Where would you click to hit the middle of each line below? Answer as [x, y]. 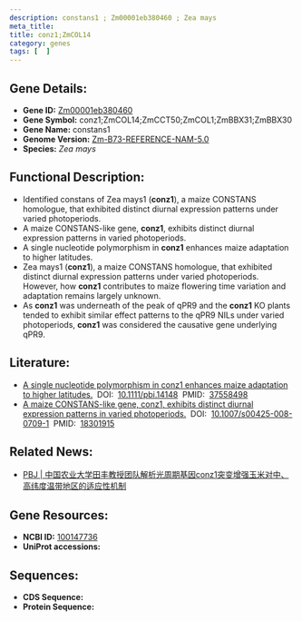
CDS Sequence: [53, 597]
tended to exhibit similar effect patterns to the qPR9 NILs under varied [153, 315]
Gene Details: [49, 89]
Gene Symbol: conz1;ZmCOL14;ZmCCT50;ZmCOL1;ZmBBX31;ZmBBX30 [157, 120]
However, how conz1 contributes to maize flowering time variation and [154, 286]
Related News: [51, 452]
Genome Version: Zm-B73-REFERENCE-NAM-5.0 [116, 139]
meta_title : [32, 26]
